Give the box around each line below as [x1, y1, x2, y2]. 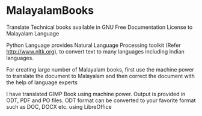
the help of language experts [6, 79, 78, 86]
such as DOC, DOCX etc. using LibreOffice [6, 103, 112, 110]
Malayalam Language [6, 29, 60, 37]
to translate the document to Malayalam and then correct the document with [6, 72, 195, 79]
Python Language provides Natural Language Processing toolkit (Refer [6, 41, 182, 49]
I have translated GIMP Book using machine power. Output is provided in [6, 90, 186, 97]
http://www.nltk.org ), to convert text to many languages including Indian [6, 47, 185, 55]
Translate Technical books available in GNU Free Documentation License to [6, 23, 193, 31]
